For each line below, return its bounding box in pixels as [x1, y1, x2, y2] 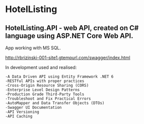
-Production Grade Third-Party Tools [5, 92, 85, 97]
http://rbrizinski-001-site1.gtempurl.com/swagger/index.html [5, 54, 130, 60]
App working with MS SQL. [5, 45, 61, 51]
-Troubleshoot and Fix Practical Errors [5, 96, 92, 101]
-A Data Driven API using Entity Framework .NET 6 [5, 74, 114, 79]
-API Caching [5, 114, 33, 119]
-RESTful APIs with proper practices [5, 79, 85, 84]
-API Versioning [5, 109, 39, 114]
